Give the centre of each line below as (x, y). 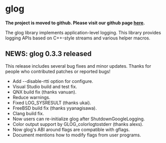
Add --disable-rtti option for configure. (53, 81)
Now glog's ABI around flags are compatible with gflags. (71, 129)
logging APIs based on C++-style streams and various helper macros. (78, 38)
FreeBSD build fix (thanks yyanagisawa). (54, 108)
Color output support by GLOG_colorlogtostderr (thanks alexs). (78, 124)
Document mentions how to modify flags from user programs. (77, 135)
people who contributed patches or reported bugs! (58, 71)
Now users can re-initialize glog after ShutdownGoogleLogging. (79, 119)
